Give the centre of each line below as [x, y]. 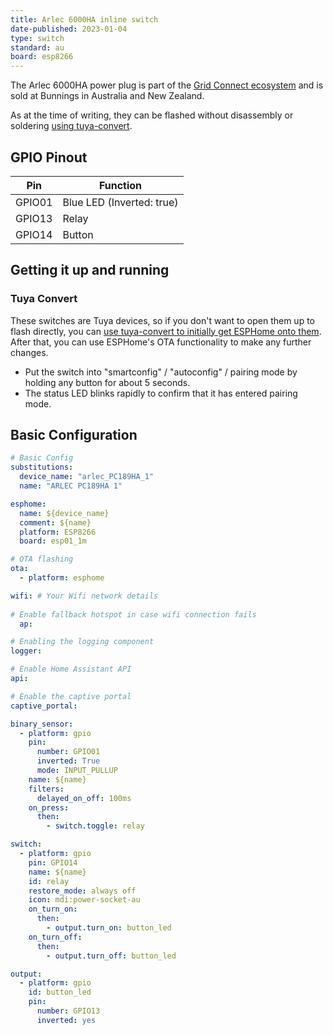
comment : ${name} [55, 522]
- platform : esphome [62, 578]
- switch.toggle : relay [95, 826]
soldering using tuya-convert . [71, 126]
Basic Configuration [74, 435]
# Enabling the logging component [82, 642]
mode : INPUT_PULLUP [77, 771]
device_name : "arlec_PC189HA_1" [87, 477]
